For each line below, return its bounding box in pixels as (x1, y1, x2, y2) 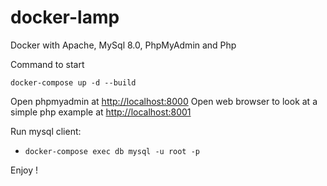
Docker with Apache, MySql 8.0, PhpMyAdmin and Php (10, 39, 237, 51)
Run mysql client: (10, 125, 82, 137)
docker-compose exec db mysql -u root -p (24, 146, 200, 156)
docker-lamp (10, 6, 120, 29)
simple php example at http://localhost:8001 (10, 106, 192, 118)
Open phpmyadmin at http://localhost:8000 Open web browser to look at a (10, 95, 318, 107)
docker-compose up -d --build (10, 77, 137, 88)
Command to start (10, 58, 85, 70)
